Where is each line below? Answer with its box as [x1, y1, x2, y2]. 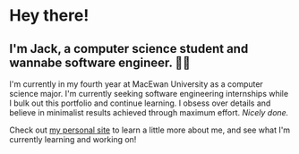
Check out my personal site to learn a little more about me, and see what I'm [9, 124, 291, 135]
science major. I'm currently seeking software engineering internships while [9, 89, 289, 98]
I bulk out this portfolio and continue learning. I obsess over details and [9, 98, 271, 108]
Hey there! [9, 5, 90, 26]
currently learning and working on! [9, 134, 137, 144]
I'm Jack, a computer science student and [9, 41, 249, 56]
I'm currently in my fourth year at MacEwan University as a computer [9, 79, 264, 90]
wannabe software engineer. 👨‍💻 [9, 55, 191, 70]
